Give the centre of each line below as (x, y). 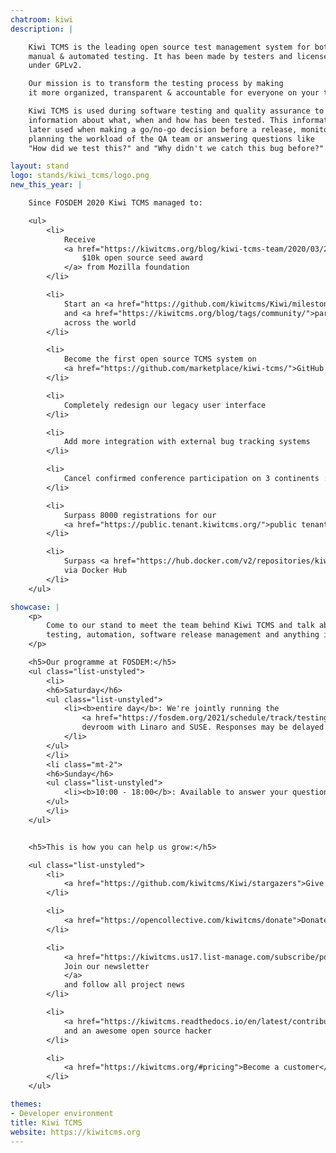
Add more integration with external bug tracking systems (187, 442)
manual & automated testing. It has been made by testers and (160, 56)
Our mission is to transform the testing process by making (156, 84)
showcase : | (35, 607)
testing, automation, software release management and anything (183, 635)
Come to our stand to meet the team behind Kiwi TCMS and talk (180, 626)
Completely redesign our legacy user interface (165, 405)
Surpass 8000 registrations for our (140, 515)
